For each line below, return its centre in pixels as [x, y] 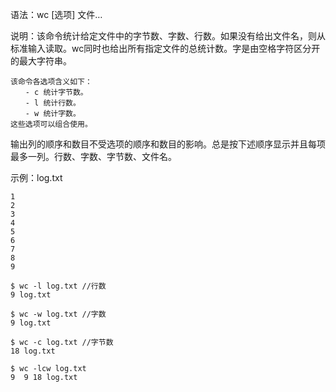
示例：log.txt [36, 177]
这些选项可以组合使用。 [51, 124]
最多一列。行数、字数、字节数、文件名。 [93, 156]
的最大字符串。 [41, 61]
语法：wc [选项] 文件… [56, 14]
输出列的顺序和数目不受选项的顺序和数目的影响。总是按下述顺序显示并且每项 [168, 144]
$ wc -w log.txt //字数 [58, 314]
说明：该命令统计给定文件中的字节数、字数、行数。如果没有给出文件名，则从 [168, 36]
